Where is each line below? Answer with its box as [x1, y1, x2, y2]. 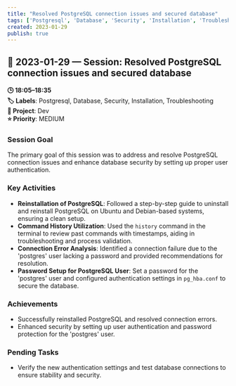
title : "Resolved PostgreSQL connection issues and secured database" [7, 10, 218, 18]
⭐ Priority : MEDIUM [7, 115, 65, 123]
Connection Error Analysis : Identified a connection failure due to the [17, 244, 218, 252]
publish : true [7, 30, 49, 37]
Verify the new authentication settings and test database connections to [17, 364, 226, 372]
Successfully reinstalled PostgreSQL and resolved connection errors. [17, 314, 218, 323]
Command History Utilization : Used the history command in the [17, 221, 206, 230]
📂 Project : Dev [7, 107, 49, 115]
